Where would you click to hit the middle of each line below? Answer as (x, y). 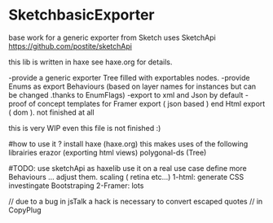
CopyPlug (25, 210)
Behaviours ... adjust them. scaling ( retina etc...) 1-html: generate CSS (126, 177)
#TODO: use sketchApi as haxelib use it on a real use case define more (128, 168)
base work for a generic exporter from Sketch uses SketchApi (112, 37)
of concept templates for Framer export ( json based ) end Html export (147, 103)
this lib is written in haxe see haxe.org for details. (90, 62)
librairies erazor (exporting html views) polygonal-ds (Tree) (108, 152)
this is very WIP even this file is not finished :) (85, 128)
